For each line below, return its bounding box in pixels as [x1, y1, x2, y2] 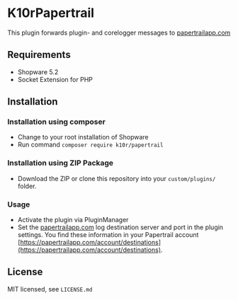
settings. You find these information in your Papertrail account [17, 231, 199, 239]
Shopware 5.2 [17, 67, 59, 76]
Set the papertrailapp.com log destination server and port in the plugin [17, 223, 224, 231]
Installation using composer [7, 117, 106, 127]
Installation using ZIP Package [7, 158, 114, 168]
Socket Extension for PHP [17, 75, 93, 83]
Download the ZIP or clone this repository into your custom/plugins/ [17, 174, 216, 183]
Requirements [7, 49, 71, 61]
